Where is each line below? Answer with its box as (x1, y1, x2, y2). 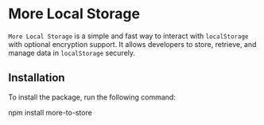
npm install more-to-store (8, 107, 93, 117)
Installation (8, 71, 65, 84)
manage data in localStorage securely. (8, 48, 136, 57)
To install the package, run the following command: (8, 92, 177, 102)
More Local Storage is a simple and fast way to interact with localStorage (8, 31, 249, 41)
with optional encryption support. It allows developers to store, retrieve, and (8, 39, 257, 49)
